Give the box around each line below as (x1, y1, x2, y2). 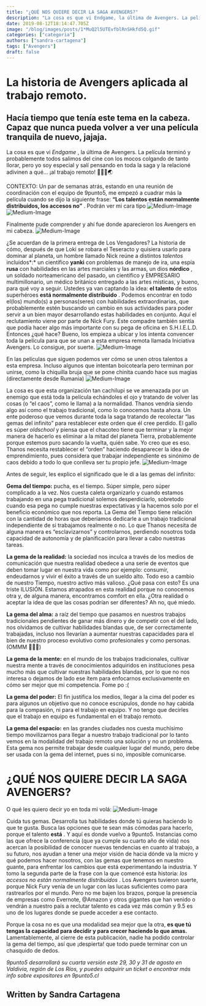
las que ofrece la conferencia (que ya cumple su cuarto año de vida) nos (6, 836, 190, 844)
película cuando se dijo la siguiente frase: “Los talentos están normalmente (6, 195, 200, 203)
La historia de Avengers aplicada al (6, 75, 188, 89)
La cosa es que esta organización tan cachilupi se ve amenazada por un (6, 386, 189, 394)
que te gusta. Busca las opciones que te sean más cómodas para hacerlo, (6, 824, 193, 831)
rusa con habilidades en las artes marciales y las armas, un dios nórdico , (6, 265, 193, 272)
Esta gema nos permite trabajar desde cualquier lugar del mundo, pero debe (6, 744, 199, 751)
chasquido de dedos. (6, 946, 60, 954)
